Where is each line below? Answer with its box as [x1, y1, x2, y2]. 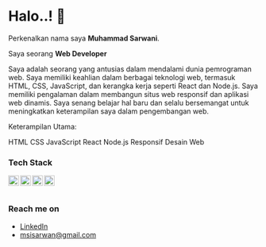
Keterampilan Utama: [8, 122, 77, 131]
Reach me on [8, 203, 60, 214]
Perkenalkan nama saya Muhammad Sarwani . [8, 33, 160, 43]
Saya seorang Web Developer [8, 48, 107, 58]
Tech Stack [8, 156, 53, 168]
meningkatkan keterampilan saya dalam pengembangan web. [8, 106, 209, 116]
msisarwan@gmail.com [19, 230, 97, 239]
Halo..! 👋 [8, 7, 66, 25]
